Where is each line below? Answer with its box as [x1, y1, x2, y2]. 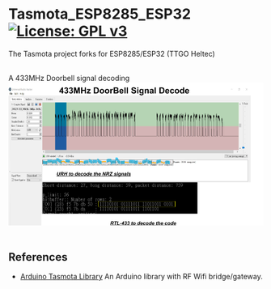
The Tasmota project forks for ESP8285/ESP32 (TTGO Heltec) [8, 49, 216, 58]
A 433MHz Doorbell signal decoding [8, 73, 130, 83]
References [8, 250, 68, 264]
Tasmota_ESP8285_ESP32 [8, 5, 192, 23]
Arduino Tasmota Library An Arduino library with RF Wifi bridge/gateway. [19, 272, 263, 282]
